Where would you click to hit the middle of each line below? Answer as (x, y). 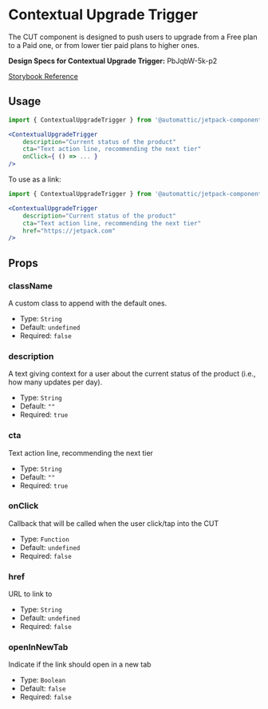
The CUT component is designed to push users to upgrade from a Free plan (133, 37)
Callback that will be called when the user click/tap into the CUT (114, 523)
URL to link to (30, 594)
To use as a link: (35, 179)
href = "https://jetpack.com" (69, 231)
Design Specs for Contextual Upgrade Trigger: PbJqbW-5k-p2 (113, 61)
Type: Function (44, 539)
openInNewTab (38, 647)
